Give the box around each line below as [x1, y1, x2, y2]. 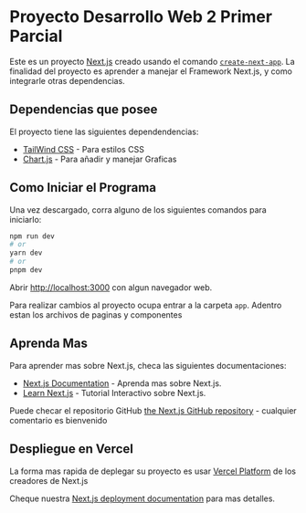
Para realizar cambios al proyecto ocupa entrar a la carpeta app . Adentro [9, 299, 282, 310]
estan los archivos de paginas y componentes [9, 309, 183, 320]
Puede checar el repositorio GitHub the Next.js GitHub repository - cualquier [9, 404, 297, 416]
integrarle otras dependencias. [9, 75, 125, 86]
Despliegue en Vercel [9, 441, 134, 457]
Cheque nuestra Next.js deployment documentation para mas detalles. [9, 493, 276, 504]
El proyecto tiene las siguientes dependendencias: [9, 126, 199, 137]
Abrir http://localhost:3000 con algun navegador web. [9, 281, 213, 293]
